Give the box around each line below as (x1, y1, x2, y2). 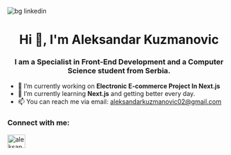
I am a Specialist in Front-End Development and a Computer (14, 57, 224, 67)
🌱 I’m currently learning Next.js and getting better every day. (17, 90, 196, 98)
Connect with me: (7, 118, 70, 128)
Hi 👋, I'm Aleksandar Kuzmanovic (18, 32, 220, 48)
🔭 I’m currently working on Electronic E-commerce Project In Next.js (17, 82, 221, 90)
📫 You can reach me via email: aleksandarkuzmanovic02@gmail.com (17, 97, 222, 106)
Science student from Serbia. (67, 66, 171, 76)
